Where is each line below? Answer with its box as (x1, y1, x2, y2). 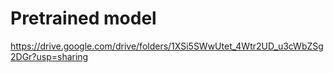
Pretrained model (10, 7, 157, 30)
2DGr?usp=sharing (10, 50, 89, 62)
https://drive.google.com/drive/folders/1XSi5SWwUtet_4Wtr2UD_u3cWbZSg (10, 40, 324, 52)
